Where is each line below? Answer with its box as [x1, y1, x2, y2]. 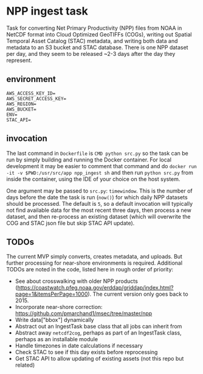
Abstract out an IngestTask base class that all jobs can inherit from [15, 323, 182, 330]
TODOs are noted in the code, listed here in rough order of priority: [6, 266, 174, 273]
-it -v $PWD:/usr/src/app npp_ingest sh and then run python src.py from [6, 169, 193, 176]
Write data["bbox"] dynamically [15, 316, 94, 324]
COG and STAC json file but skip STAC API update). [6, 219, 135, 226]
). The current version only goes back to [88, 290, 188, 298]
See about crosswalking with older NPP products [15, 277, 138, 285]
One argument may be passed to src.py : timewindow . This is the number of [6, 187, 193, 194]
